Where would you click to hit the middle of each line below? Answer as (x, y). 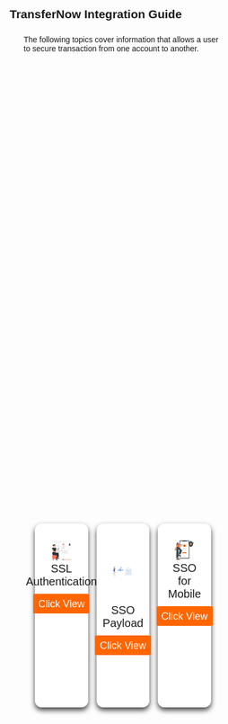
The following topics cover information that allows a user (121, 40)
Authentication (61, 581)
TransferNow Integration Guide (96, 14)
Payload (123, 623)
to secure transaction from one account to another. (111, 49)
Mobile (185, 594)
